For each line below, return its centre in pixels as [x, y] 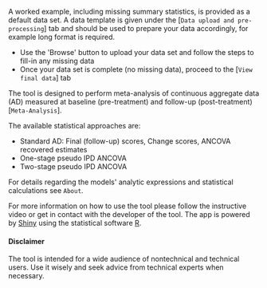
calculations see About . [46, 190]
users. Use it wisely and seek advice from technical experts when [116, 267]
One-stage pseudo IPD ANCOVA [73, 158]
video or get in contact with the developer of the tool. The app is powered [130, 214]
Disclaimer [27, 241]
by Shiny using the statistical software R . [75, 223]
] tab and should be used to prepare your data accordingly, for [146, 28]
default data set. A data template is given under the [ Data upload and [122, 20]
